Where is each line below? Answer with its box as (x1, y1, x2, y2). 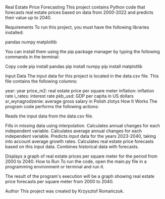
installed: (5, 30, 24, 35)
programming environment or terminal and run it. (5, 164, 105, 169)
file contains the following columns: (5, 79, 78, 84)
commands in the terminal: (5, 54, 59, 60)
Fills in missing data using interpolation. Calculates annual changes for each (5, 123, 160, 128)
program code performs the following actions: (5, 104, 99, 109)
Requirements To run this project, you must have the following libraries (5, 24, 150, 30)
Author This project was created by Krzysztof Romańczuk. (5, 188, 125, 194)
